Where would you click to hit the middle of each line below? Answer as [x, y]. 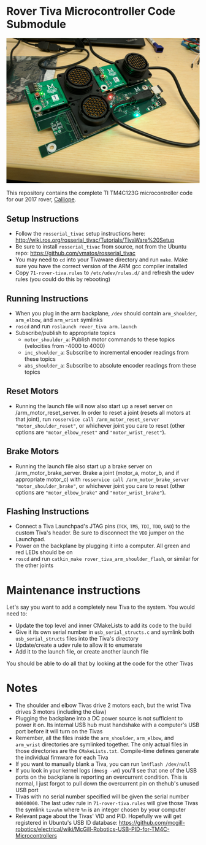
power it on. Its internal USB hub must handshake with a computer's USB [107, 725]
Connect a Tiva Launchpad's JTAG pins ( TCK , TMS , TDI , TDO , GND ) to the [103, 527]
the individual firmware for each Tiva [62, 758]
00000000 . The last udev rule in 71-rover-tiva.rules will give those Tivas [107, 803]
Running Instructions [48, 299]
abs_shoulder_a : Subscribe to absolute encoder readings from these [110, 365]
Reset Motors [33, 391]
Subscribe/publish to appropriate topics [65, 333]
